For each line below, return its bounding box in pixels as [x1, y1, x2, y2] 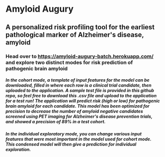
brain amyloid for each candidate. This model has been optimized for [5, 103, 150, 109]
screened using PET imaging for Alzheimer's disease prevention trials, [5, 113, 153, 119]
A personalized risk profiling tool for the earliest [5, 23, 155, 31]
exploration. [5, 147, 31, 153]
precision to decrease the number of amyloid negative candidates [5, 109, 143, 114]
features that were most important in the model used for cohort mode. [5, 136, 152, 142]
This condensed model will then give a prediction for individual [5, 141, 137, 147]
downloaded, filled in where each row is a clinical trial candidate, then [5, 82, 152, 89]
